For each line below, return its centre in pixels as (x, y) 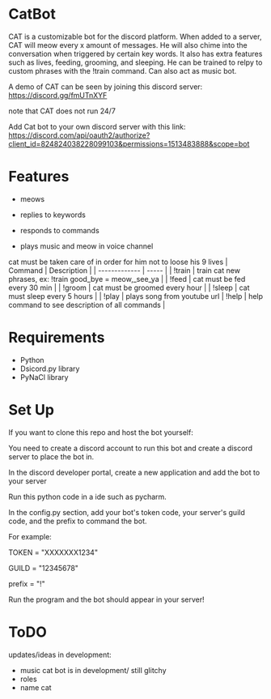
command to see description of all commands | (87, 305)
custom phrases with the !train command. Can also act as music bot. (123, 70)
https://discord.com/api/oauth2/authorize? (79, 135)
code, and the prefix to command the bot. (78, 521)
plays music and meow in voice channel (87, 246)
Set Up (32, 410)
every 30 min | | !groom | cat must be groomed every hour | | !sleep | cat (129, 288)
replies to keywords (53, 215)
